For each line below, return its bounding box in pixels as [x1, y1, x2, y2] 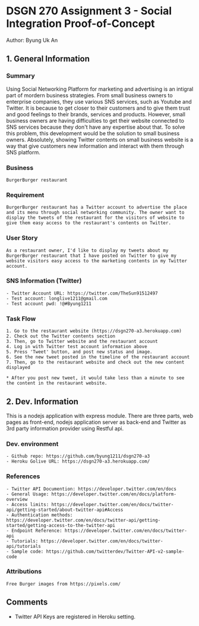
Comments [6, 597, 48, 608]
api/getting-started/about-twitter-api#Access [6, 507, 124, 513]
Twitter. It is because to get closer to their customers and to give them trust [6, 104, 191, 111]
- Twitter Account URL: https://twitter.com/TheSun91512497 [6, 290, 159, 296]
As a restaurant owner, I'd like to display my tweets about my [6, 247, 169, 253]
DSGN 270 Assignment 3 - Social [6, 4, 172, 18]
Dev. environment [6, 439, 59, 448]
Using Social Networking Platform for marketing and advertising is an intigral [6, 85, 194, 92]
